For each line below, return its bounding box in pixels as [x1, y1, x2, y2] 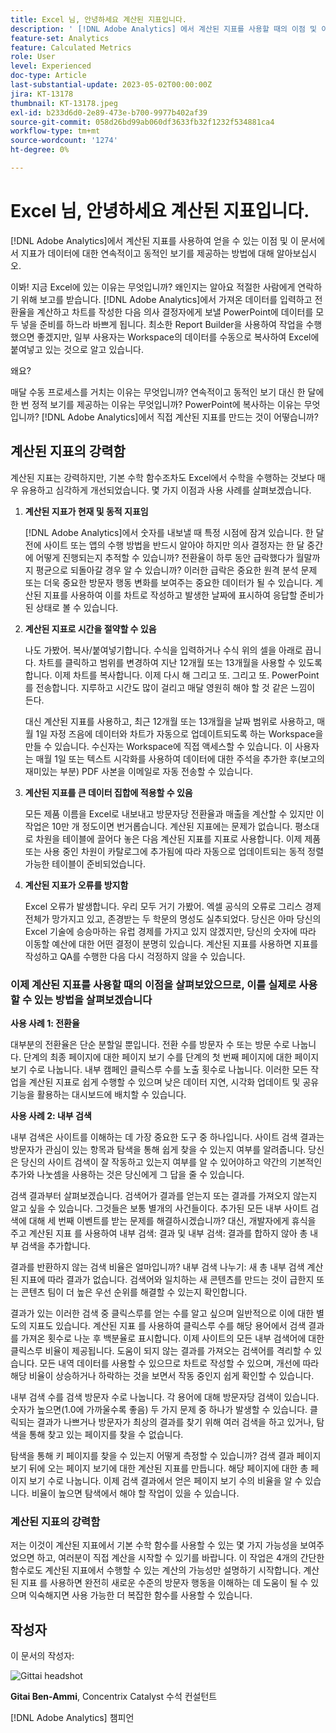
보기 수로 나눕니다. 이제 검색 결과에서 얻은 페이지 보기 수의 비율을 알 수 [28, 1474, 303, 1486]
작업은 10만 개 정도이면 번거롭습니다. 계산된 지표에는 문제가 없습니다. [24, 820, 293, 832]
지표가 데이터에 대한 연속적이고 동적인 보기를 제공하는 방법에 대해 [20, 247, 275, 259]
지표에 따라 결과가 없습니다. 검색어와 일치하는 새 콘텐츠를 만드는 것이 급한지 [20, 1273, 315, 1285]
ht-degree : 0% [10, 145, 70, 155]
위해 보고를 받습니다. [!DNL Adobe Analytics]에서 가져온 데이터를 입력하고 [20, 293, 313, 305]
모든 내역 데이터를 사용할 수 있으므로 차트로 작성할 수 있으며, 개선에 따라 [39, 1357, 320, 1369]
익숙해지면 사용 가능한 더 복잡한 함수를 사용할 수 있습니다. [28, 1589, 253, 1601]
